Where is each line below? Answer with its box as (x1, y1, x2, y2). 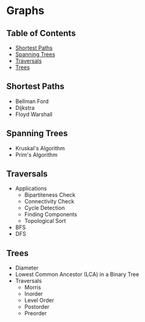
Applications (15, 185, 47, 192)
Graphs (6, 4, 45, 18)
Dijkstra (15, 104, 35, 111)
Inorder (24, 290, 43, 298)
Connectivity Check (24, 198, 75, 205)
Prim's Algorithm (15, 151, 58, 158)
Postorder (24, 303, 50, 310)
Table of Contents (6, 28, 76, 38)
